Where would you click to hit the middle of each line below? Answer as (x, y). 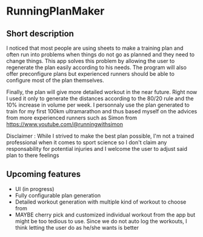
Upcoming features (43, 174)
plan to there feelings (33, 155)
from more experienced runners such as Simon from (72, 118)
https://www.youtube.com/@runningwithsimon (65, 124)
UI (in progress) (35, 189)
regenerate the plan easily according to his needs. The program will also (96, 67)
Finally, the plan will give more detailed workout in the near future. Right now (102, 92)
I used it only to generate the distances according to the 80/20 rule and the (100, 98)
